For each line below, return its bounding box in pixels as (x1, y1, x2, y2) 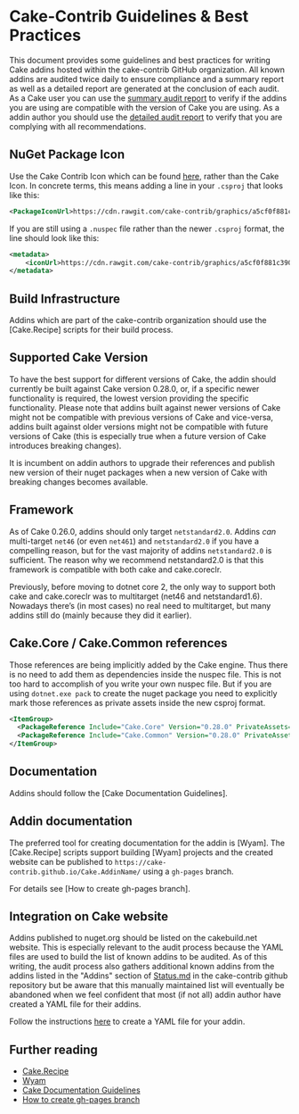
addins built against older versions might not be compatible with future (9, 421, 269, 432)
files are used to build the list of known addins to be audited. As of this (9, 952, 268, 962)
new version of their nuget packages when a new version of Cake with (9, 467, 268, 478)
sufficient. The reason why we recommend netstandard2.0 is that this (9, 554, 264, 565)
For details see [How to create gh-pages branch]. (9, 883, 191, 894)
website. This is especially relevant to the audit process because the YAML (9, 942, 284, 952)
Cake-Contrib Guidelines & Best (9, 6, 249, 27)
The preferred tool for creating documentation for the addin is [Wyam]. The (9, 837, 286, 848)
